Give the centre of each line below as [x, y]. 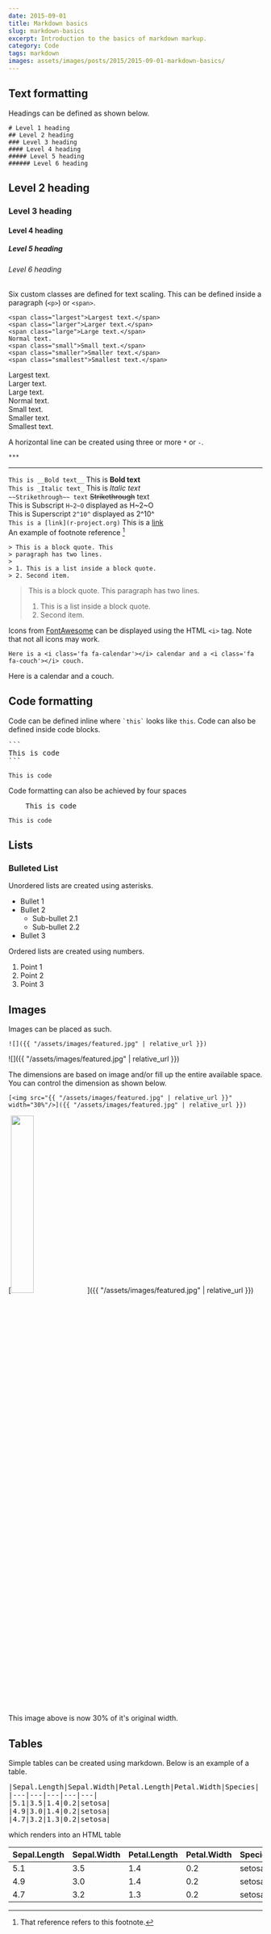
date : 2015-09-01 [38, 16]
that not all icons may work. [54, 638]
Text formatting [48, 94]
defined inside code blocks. [54, 729]
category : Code [34, 46]
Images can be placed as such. [60, 1029]
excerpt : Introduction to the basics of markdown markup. [108, 38]
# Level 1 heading [39, 128]
